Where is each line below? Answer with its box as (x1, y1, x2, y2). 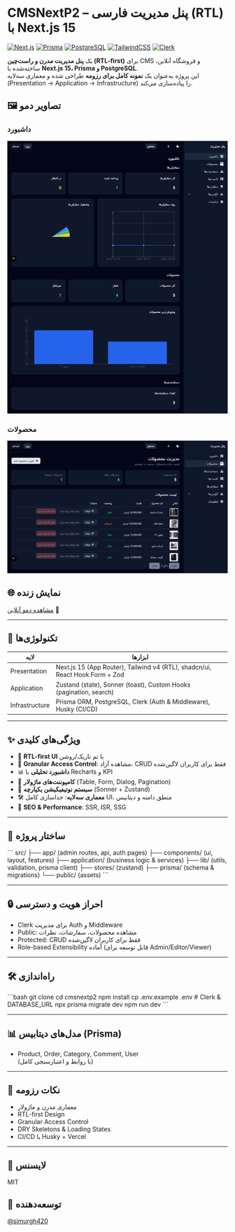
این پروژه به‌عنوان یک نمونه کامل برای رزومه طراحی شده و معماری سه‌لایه (7, 71, 199, 80)
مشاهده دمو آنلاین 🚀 (7, 605, 59, 614)
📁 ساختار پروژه (7, 829, 66, 841)
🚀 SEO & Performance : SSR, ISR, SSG (17, 803, 127, 811)
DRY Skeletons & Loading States (17, 1125, 111, 1133)
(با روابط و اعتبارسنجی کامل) (17, 1057, 94, 1065)
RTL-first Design (17, 1110, 65, 1119)
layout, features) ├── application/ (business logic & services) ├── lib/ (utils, (7, 856, 227, 864)
